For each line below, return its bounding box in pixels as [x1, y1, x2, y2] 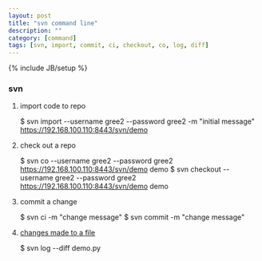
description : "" [8, 26, 62, 34]
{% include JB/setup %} [8, 63, 88, 73]
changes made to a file [19, 228, 96, 238]
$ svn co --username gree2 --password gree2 [19, 156, 173, 166]
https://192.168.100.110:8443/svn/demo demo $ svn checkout [19, 164, 221, 174]
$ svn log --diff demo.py [19, 243, 101, 253]
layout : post [8, 11, 52, 20]
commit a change [19, 197, 77, 207]
